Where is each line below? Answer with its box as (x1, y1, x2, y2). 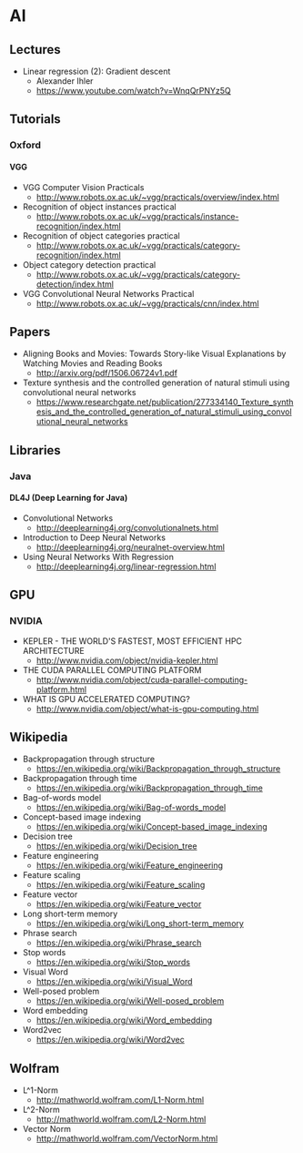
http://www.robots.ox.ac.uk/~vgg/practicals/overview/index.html (35, 191, 279, 202)
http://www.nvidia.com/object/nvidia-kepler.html (35, 655, 218, 666)
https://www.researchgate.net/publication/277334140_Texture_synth (35, 397, 294, 408)
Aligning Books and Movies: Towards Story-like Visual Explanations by (22, 348, 287, 360)
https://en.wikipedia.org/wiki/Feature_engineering (35, 860, 224, 871)
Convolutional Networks (22, 512, 114, 524)
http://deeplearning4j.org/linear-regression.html (35, 561, 217, 572)
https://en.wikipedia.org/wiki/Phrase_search (35, 937, 202, 948)
